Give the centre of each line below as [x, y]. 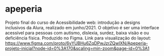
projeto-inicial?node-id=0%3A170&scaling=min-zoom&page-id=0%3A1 [77, 48]
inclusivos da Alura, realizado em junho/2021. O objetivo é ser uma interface [82, 27]
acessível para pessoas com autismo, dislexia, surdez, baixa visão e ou [77, 33]
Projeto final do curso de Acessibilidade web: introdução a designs [73, 22]
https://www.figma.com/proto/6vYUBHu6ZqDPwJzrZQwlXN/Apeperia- [77, 43]
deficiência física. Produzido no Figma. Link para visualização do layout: [78, 38]
